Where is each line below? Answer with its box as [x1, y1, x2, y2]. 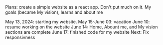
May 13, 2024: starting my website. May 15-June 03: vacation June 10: [5, 19, 150, 24]
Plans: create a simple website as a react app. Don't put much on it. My [5, 4, 152, 10]
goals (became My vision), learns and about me [5, 9, 103, 15]
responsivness [5, 34, 35, 40]
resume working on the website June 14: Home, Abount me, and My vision [5, 24, 158, 30]
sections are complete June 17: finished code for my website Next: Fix [5, 29, 149, 35]
